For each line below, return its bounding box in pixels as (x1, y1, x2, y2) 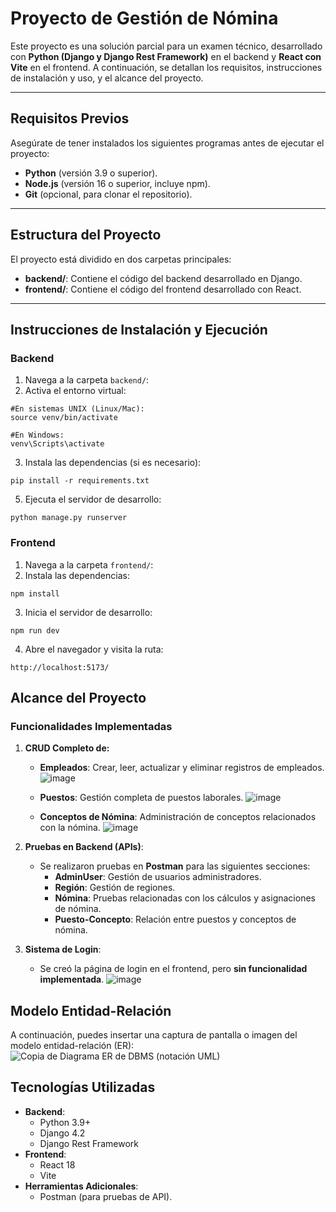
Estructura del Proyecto (10, 227, 162, 244)
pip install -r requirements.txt (10, 476, 150, 486)
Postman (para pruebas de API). (39, 1190, 173, 1202)
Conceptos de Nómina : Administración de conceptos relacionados (39, 811, 317, 823)
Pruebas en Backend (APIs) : (24, 841, 144, 853)
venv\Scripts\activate (10, 439, 105, 449)
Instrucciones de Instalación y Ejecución (10, 321, 268, 338)
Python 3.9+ (39, 1116, 92, 1128)
